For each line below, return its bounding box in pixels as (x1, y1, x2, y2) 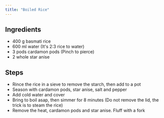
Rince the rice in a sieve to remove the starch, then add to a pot (12, 82, 141, 88)
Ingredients (5, 26, 41, 34)
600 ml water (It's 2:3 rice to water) (12, 44, 85, 50)
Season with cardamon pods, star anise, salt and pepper (12, 87, 127, 92)
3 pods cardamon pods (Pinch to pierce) (12, 49, 95, 55)
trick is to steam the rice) (12, 102, 63, 108)
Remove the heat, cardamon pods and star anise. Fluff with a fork (12, 108, 145, 114)
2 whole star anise (12, 54, 50, 60)
